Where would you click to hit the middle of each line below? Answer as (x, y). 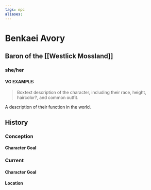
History (17, 122)
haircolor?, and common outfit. (48, 97)
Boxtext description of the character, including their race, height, (82, 93)
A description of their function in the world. (48, 107)
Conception (19, 136)
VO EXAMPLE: (20, 81)
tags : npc (15, 9)
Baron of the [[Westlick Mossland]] (59, 56)
